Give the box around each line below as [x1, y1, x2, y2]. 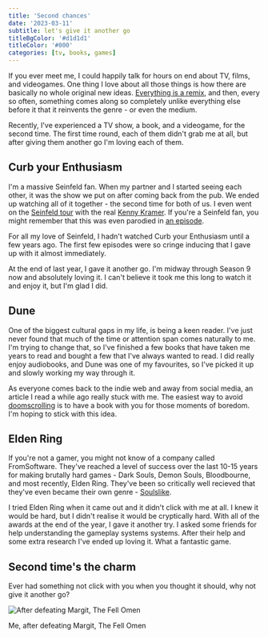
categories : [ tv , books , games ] [8, 49, 116, 57]
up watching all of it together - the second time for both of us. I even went [8, 199, 252, 208]
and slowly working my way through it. [8, 367, 136, 377]
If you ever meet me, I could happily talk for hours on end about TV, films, [8, 71, 250, 80]
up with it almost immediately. [8, 248, 106, 258]
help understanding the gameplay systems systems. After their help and [8, 528, 246, 538]
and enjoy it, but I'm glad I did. [8, 281, 108, 291]
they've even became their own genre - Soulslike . [8, 488, 172, 497]
